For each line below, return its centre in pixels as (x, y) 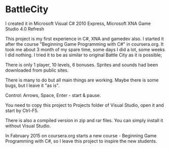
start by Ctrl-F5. (22, 110)
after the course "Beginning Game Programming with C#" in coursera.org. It (84, 44)
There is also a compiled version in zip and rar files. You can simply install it (84, 120)
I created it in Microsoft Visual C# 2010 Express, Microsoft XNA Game (78, 23)
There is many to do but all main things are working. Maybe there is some (82, 80)
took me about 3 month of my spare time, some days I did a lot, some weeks (85, 49)
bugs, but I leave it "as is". (32, 85)
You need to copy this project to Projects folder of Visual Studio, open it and (84, 105)
